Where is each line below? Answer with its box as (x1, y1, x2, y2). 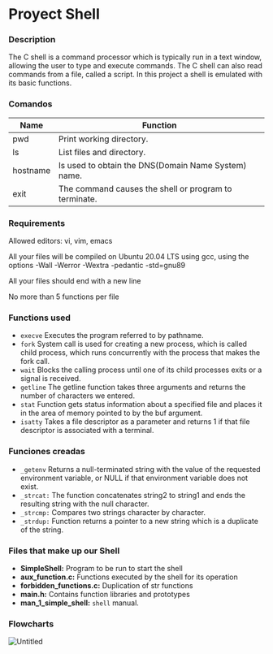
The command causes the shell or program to (58, 183, 232, 194)
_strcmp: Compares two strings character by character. (19, 507, 206, 517)
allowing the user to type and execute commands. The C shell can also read (8, 61, 262, 71)
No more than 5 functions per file (8, 292, 119, 301)
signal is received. (19, 374, 81, 383)
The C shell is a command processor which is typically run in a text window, (8, 52, 262, 62)
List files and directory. (58, 146, 146, 158)
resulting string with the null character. (19, 499, 149, 509)
